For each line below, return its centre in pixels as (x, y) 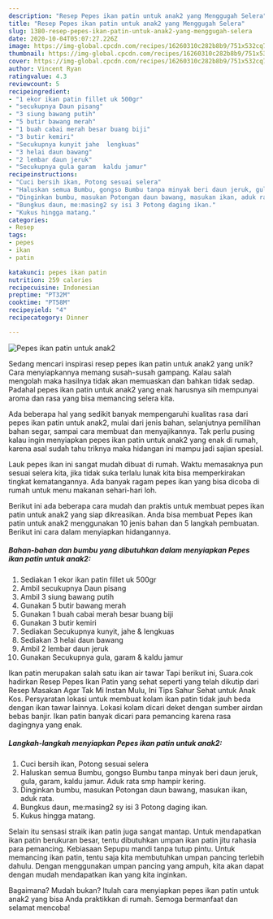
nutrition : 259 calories (50, 280)
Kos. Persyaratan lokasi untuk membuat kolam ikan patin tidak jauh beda (130, 699)
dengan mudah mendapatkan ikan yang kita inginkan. (98, 874)
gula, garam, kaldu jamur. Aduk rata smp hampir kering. (113, 781)
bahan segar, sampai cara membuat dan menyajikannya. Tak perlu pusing (132, 431)
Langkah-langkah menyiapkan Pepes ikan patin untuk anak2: (115, 743)
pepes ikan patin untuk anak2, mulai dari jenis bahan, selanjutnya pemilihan (135, 423)
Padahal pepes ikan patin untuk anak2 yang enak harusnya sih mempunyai (133, 389)
